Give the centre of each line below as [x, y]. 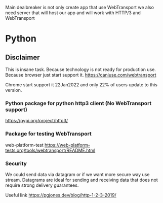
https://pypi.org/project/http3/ [37, 121]
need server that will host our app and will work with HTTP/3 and [73, 13]
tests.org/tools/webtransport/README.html [50, 150]
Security [16, 163]
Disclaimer [23, 57]
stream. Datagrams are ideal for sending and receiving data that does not [81, 180]
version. [14, 90]
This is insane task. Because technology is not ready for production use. [80, 70]
